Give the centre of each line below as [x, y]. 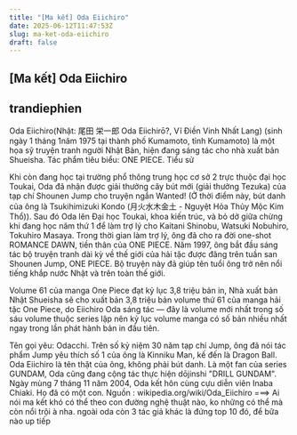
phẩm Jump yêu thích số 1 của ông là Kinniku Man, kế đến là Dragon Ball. [143, 355]
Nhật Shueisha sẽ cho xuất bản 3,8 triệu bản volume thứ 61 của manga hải [145, 300]
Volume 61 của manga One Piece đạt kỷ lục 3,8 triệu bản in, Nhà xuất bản [144, 291]
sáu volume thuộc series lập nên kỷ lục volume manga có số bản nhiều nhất [148, 319]
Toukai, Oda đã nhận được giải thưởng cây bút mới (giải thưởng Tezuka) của [148, 187]
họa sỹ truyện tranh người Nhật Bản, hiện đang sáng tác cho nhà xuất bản [144, 150]
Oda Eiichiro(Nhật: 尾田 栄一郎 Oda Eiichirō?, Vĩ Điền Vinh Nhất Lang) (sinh [146, 131]
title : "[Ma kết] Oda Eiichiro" [69, 17]
